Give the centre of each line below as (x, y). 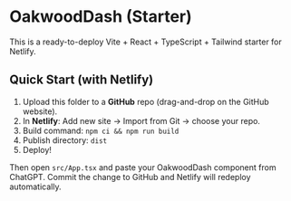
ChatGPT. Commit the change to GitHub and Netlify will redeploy (130, 177)
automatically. (35, 187)
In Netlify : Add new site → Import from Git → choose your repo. (141, 120)
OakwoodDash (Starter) (101, 17)
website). (40, 111)
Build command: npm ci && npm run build (101, 130)
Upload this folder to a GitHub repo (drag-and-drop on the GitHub (145, 101)
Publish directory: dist (64, 140)
